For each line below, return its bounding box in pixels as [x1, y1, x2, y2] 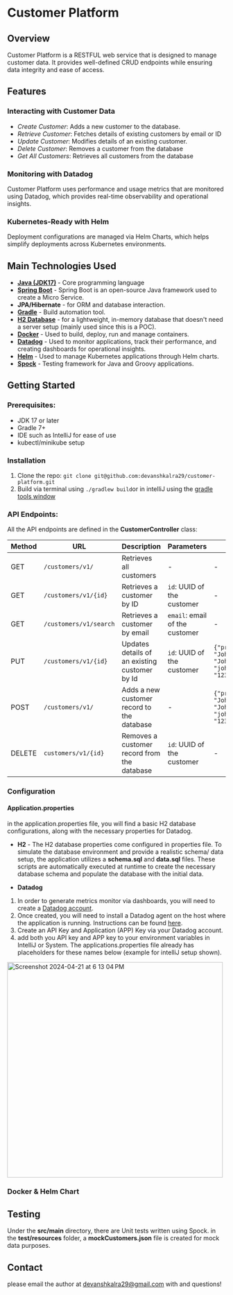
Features [7, 85, 46, 98]
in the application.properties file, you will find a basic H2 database [7, 819, 196, 827]
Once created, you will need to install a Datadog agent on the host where [17, 911, 226, 920]
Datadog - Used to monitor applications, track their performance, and [17, 338, 217, 346]
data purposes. [7, 1242, 51, 1250]
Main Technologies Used [7, 260, 116, 272]
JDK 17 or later [17, 416, 60, 424]
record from [121, 748, 161, 758]
